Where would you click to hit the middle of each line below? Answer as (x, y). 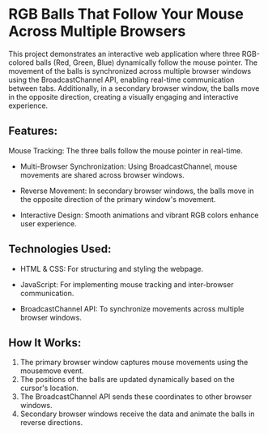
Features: (33, 131)
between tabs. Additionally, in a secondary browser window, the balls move (134, 88)
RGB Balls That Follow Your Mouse (126, 14)
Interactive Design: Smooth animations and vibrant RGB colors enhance (139, 215)
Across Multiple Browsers (97, 31)
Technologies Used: (60, 249)
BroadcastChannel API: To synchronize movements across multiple (132, 308)
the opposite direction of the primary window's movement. (118, 199)
